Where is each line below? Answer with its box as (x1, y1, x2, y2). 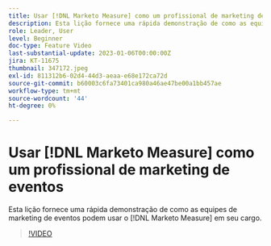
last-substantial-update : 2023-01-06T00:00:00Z (8, 49, 172, 57)
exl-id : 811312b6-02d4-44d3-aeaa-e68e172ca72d (8, 72, 168, 80)
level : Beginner (8, 34, 63, 43)
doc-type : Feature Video (8, 42, 92, 50)
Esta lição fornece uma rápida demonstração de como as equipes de (8, 205, 238, 215)
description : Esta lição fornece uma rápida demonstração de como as (8, 19, 248, 27)
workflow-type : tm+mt (8, 86, 81, 95)
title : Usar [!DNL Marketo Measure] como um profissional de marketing (8, 11, 254, 20)
